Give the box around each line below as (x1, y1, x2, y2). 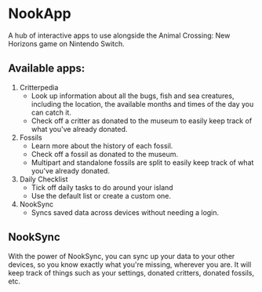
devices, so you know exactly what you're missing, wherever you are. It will (8, 260, 252, 269)
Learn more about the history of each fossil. (31, 141, 173, 150)
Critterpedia (19, 82, 59, 92)
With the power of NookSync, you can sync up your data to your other (8, 251, 235, 261)
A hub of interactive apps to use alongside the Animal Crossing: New (8, 31, 231, 40)
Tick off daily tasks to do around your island (31, 182, 174, 192)
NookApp (8, 5, 72, 23)
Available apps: (8, 62, 86, 75)
